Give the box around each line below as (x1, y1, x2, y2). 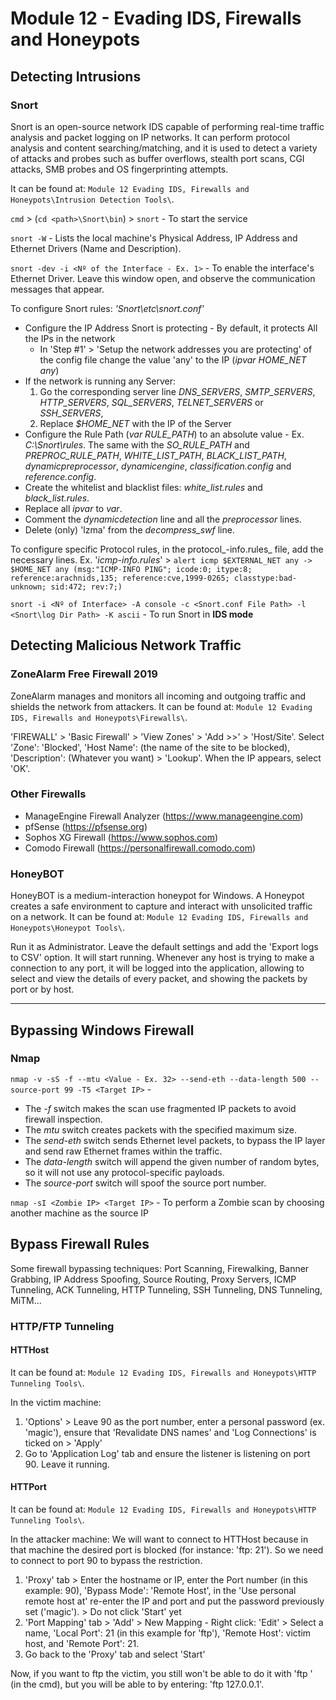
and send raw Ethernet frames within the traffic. (24, 1145, 223, 1157)
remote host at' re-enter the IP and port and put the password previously (24, 1595, 325, 1607)
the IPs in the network (24, 332, 116, 344)
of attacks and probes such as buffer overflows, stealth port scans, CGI (10, 152, 305, 164)
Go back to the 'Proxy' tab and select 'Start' (24, 1648, 206, 1660)
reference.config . (24, 470, 97, 482)
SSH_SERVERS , (39, 407, 104, 419)
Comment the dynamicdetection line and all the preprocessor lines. (24, 513, 302, 525)
